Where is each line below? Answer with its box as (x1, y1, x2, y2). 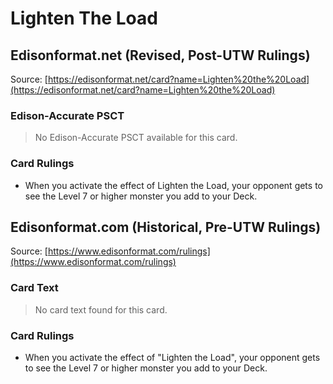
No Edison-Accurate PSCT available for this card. (34, 132, 238, 144)
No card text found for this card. (34, 303, 168, 316)
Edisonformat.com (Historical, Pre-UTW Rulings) (10, 218, 322, 236)
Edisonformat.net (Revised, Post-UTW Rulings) (10, 47, 311, 64)
